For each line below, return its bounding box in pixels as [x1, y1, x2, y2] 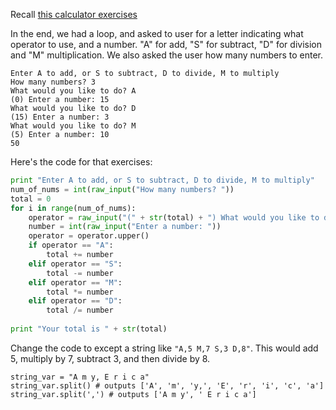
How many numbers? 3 [10, 77, 97, 87]
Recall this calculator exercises [10, 9, 138, 20]
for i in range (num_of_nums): [10, 203, 137, 213]
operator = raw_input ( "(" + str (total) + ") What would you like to [28, 212, 320, 223]
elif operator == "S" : [28, 259, 123, 269]
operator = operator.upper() [28, 231, 150, 241]
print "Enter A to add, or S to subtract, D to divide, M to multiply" [10, 175, 315, 185]
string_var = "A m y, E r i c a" [10, 372, 150, 382]
